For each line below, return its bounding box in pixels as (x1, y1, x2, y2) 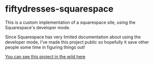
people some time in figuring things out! (5, 44, 85, 50)
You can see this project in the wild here (5, 53, 86, 59)
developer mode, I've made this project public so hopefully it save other (5, 39, 150, 45)
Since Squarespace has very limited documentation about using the (5, 34, 141, 40)
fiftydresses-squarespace (5, 3, 114, 15)
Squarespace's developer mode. (5, 24, 71, 30)
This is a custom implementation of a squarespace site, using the (5, 19, 135, 25)
